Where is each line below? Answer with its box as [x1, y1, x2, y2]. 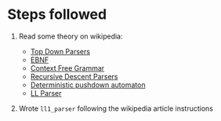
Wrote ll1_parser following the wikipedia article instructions [18, 104, 213, 113]
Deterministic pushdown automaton [30, 80, 146, 90]
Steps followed [7, 5, 107, 24]
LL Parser [30, 88, 62, 97]
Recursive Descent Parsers [30, 71, 118, 81]
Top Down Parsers [30, 46, 91, 56]
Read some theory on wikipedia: [18, 31, 123, 41]
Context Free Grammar [30, 63, 105, 72]
